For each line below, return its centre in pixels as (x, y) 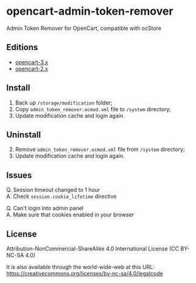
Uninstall (24, 135)
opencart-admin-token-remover (90, 11)
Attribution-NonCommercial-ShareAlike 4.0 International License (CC (93, 248)
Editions (22, 47)
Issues (19, 175)
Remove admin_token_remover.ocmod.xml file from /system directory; (100, 149)
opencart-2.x (32, 68)
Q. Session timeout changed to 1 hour (53, 190)
